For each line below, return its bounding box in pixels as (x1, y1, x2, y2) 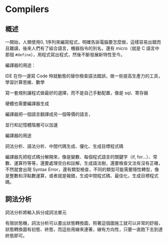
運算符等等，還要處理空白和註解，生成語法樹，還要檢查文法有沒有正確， (13, 160, 163, 166)
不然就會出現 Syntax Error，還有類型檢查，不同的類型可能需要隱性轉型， (5, 167, 155, 172)
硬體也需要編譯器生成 (5, 100, 49, 106)
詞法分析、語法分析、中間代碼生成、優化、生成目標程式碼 (5, 143, 123, 149)
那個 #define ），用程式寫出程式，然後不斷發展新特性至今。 (5, 52, 125, 57)
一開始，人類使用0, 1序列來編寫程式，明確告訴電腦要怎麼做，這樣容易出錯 (5, 39, 157, 45)
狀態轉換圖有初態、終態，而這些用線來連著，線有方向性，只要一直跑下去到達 (5, 226, 163, 232)
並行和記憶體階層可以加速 (5, 122, 58, 128)
